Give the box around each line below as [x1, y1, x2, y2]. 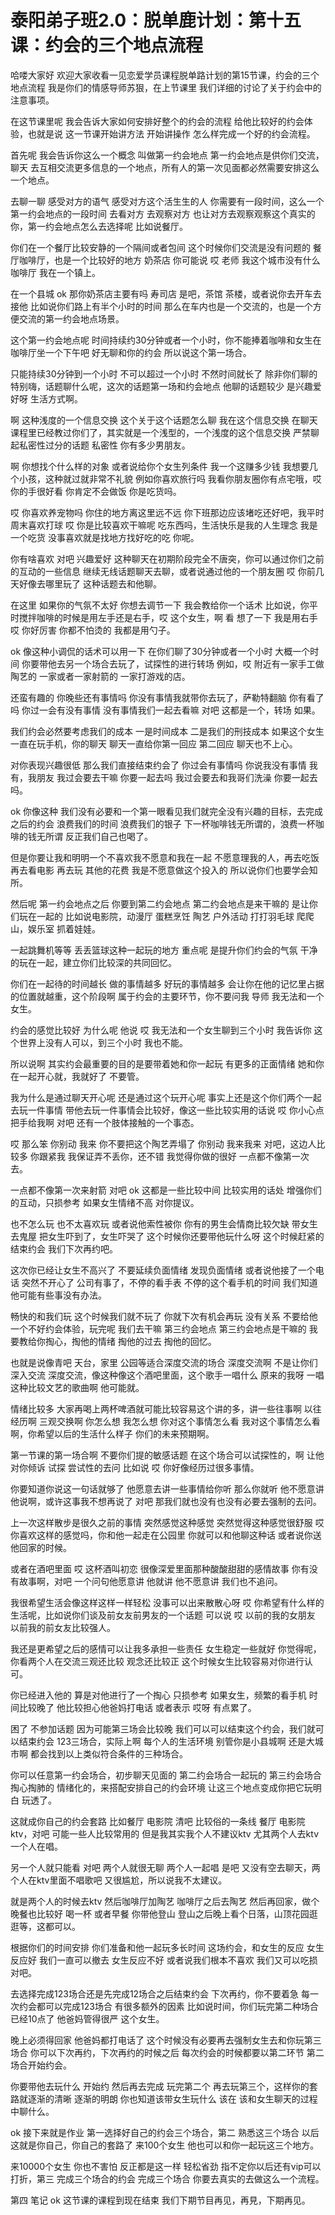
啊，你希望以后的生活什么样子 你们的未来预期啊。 [10, 1427, 215, 1440]
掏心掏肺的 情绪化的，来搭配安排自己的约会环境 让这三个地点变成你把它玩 [10, 1781, 313, 1793]
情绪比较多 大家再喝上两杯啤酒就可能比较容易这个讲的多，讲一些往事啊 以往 [10, 1402, 322, 1415]
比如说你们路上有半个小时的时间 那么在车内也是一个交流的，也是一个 [29, 300, 313, 312]
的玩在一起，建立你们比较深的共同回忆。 [10, 956, 177, 968]
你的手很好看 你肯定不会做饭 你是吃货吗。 [10, 485, 182, 497]
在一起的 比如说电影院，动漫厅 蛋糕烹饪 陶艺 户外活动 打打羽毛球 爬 [27, 910, 306, 922]
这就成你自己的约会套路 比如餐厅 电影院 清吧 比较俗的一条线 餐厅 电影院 [10, 1815, 306, 1827]
